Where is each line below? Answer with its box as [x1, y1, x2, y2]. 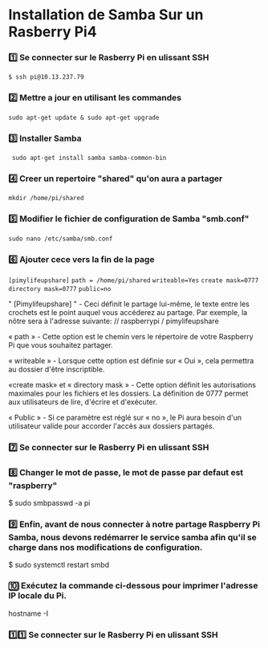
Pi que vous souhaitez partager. [8, 340, 114, 350]
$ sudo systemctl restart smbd [8, 560, 110, 570]
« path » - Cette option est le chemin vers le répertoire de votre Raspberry [8, 331, 254, 341]
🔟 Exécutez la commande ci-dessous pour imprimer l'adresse [8, 580, 258, 592]
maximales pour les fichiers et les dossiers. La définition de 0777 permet [8, 388, 249, 398]
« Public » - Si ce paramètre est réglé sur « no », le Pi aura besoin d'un [8, 412, 242, 422]
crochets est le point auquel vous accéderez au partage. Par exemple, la [8, 307, 248, 317]
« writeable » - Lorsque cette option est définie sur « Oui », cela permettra [8, 355, 254, 365]
